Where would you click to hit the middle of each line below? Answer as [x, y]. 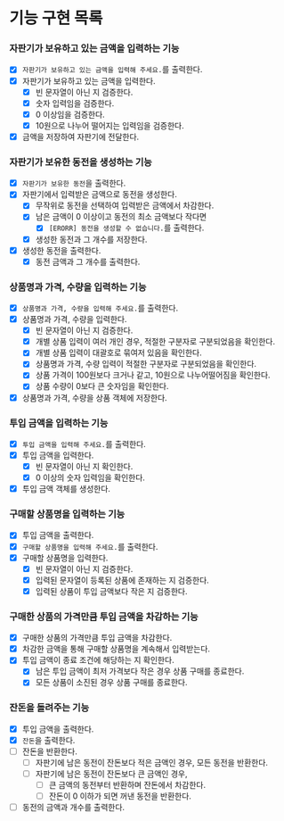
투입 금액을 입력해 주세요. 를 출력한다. [84, 444]
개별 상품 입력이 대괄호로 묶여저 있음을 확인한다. [118, 352]
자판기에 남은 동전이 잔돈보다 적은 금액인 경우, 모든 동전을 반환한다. [152, 762]
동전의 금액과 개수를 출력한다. [73, 808]
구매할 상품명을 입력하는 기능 [67, 514]
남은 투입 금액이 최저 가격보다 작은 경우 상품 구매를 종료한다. [140, 671]
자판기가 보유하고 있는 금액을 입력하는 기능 [94, 48]
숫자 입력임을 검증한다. [75, 103]
